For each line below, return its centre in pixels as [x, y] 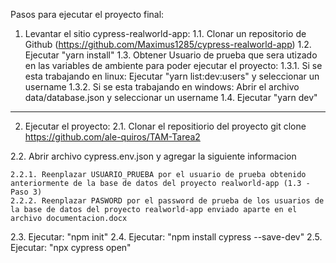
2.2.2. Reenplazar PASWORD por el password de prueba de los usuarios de [167, 201]
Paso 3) [26, 192]
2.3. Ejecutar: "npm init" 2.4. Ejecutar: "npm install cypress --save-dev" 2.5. [166, 237]
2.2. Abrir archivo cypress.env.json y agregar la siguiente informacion [153, 156]
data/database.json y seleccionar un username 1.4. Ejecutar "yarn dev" [171, 97]
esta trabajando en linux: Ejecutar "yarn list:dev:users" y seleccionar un [172, 76]
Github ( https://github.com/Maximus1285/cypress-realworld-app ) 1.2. [168, 44]
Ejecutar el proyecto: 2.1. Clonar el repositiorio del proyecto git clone [165, 126]
